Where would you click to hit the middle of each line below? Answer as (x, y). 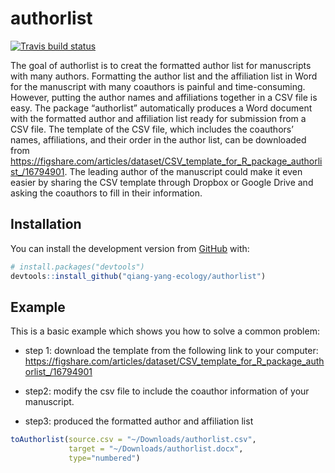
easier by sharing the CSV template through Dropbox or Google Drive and (162, 182)
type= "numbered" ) (104, 458)
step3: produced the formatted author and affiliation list (139, 421)
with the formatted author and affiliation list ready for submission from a (158, 118)
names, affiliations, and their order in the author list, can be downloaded (158, 139)
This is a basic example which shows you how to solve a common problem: (165, 331)
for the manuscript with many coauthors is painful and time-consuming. (158, 86)
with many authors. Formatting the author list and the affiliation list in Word (164, 76)
